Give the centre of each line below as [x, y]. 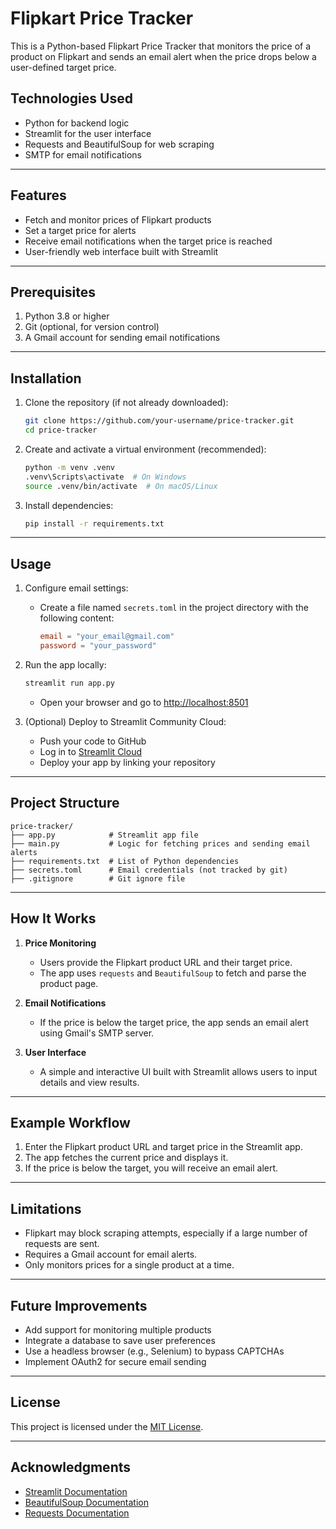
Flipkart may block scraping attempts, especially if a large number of [166, 1233]
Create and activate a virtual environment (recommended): [145, 449]
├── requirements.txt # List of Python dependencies [125, 861]
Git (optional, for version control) [92, 327]
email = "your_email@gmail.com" [107, 637]
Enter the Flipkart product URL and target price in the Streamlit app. [163, 1147]
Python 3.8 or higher [67, 316]
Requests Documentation [77, 1513]
